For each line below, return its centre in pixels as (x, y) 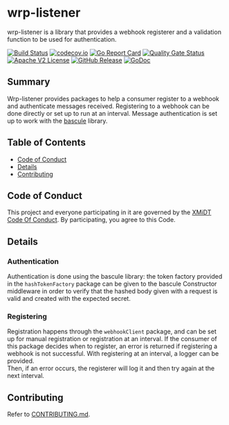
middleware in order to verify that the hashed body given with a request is (112, 291)
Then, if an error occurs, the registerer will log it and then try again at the (111, 368)
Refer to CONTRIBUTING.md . (49, 415)
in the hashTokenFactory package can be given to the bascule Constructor (112, 284)
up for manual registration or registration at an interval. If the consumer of (112, 339)
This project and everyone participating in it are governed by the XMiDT (109, 212)
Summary (29, 82)
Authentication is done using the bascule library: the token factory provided (115, 277)
